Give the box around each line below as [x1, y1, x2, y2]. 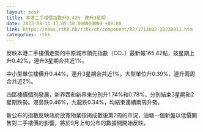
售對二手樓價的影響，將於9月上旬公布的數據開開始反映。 [6, 119, 149, 126]
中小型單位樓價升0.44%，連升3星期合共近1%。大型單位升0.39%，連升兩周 [6, 70, 196, 77]
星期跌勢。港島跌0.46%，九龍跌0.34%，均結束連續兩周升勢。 [6, 99, 163, 106]
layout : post [6, 9, 40, 15]
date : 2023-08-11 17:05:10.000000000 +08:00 [6, 20, 122, 26]
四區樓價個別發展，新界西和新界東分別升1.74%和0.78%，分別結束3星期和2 [6, 91, 194, 98]
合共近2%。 [6, 78, 37, 85]
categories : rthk [6, 32, 51, 38]
